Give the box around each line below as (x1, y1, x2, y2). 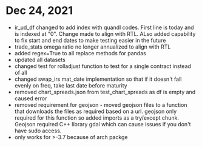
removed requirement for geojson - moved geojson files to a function (14, 101, 187, 108)
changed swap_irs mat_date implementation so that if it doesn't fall (14, 75, 182, 83)
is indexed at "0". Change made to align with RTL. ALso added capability (14, 30, 196, 37)
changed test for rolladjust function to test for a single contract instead (14, 62, 192, 70)
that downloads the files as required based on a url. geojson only (14, 108, 177, 115)
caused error (14, 95, 47, 102)
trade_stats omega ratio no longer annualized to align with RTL (14, 43, 171, 50)
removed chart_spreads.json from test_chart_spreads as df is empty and (14, 88, 196, 95)
